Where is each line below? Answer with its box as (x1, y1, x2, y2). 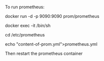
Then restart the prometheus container (5, 50, 83, 56)
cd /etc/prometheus (5, 32, 45, 37)
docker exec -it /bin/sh (5, 23, 51, 28)
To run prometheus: (5, 4, 45, 10)
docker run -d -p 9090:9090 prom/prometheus (5, 13, 100, 19)
